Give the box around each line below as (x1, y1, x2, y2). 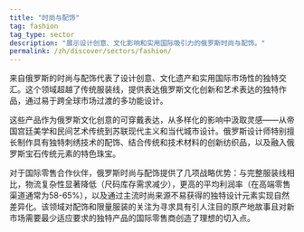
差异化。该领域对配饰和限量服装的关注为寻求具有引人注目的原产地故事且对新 (9, 201, 295, 212)
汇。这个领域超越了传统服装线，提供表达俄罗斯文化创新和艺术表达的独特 (9, 84, 279, 95)
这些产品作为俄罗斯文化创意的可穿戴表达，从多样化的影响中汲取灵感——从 (9, 115, 287, 125)
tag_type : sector (9, 30, 75, 39)
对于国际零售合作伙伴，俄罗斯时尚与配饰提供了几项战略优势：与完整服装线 (9, 168, 287, 179)
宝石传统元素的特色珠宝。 (24, 148, 120, 159)
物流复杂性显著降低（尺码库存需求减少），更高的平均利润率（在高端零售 (24, 179, 291, 190)
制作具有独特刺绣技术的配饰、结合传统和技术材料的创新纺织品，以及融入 (16, 137, 287, 148)
